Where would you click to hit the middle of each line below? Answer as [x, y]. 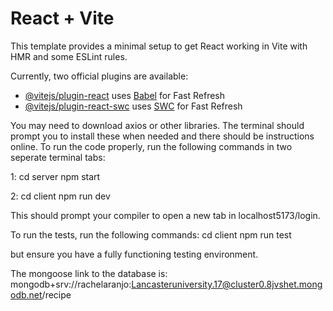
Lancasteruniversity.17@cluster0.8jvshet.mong [227, 284]
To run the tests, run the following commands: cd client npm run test [151, 234]
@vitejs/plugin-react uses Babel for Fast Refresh [125, 95]
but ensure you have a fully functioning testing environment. [134, 254]
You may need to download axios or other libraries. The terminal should [157, 125]
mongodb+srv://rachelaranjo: [71, 284]
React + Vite [62, 18]
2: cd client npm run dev [60, 196]
